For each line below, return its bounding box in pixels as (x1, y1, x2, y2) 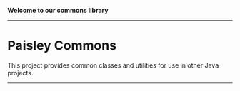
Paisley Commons (7, 38, 116, 54)
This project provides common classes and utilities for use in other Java (7, 60, 219, 70)
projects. (7, 68, 34, 77)
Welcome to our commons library (7, 6, 109, 14)
